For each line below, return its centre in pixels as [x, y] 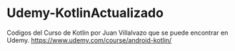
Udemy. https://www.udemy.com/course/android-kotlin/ [89, 40]
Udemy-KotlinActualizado [85, 13]
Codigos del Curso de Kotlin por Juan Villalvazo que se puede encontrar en [117, 33]
